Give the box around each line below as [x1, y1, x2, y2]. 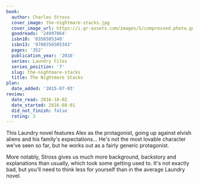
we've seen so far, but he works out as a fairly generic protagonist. [6, 142, 169, 149]
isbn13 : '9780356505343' [11, 42, 73, 48]
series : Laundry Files [11, 58, 68, 64]
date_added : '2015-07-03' [11, 86, 76, 92]
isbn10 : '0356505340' [11, 36, 65, 42]
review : [6, 91, 25, 97]
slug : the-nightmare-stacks [11, 69, 81, 75]
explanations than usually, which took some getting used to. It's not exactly [6, 160, 190, 167]
